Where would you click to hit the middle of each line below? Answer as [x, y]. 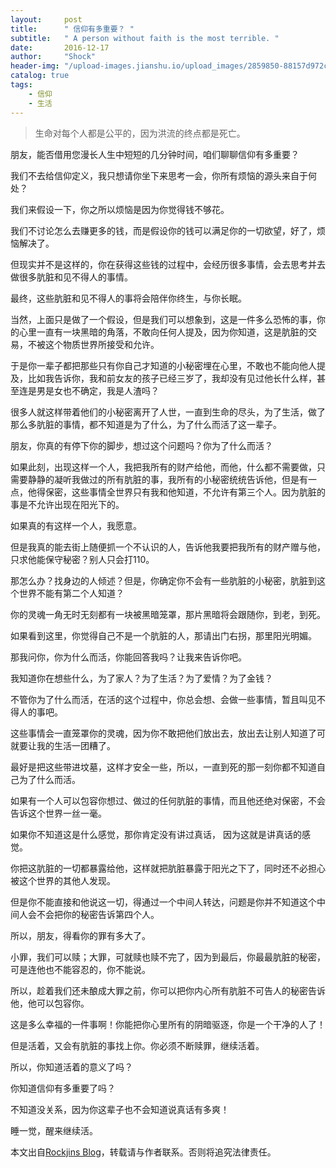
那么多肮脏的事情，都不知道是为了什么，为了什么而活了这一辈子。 [146, 424]
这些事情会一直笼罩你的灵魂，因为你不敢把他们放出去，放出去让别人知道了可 [168, 733]
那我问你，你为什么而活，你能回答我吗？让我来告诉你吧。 [128, 657]
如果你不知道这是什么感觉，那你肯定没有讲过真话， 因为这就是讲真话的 [156, 834]
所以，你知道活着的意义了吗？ [71, 1067]
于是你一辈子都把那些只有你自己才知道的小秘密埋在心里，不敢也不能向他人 [163, 365]
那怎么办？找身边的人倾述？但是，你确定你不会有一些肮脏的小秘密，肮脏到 [163, 580]
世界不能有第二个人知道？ [71, 593]
